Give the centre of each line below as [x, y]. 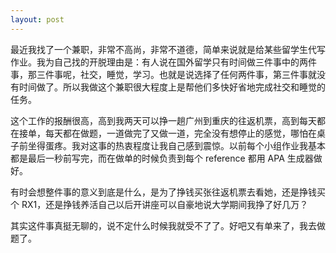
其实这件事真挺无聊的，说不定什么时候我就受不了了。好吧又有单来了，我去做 [168, 225]
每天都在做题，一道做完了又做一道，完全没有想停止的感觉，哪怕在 [180, 133]
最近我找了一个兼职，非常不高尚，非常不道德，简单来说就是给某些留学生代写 [168, 49]
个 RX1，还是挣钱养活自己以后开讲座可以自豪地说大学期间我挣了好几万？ [159, 204]
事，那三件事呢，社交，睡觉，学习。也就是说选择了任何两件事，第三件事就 [163, 74]
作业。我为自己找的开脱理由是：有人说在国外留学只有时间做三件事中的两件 [163, 62]
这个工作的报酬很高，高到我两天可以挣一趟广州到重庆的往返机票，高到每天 [163, 120]
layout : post [37, 19]
